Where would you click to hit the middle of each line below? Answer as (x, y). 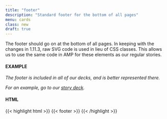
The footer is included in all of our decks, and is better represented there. (83, 78)
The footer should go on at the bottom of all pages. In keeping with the (80, 44)
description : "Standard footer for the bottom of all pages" (72, 15)
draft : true (18, 29)
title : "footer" (23, 10)
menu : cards (18, 19)
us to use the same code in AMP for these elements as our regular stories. (83, 55)
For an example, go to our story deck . (45, 88)
